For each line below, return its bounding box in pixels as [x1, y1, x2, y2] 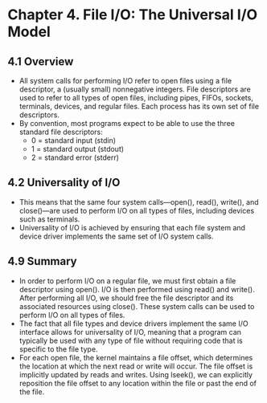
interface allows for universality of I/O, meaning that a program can [18, 327, 242, 336]
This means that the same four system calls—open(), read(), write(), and [18, 197, 259, 206]
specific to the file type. [18, 344, 98, 354]
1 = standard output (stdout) [31, 145, 125, 153]
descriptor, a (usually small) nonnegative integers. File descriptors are [18, 84, 251, 94]
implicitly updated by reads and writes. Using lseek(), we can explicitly [18, 369, 253, 379]
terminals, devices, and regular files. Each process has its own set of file [18, 102, 259, 111]
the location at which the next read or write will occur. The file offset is [18, 361, 253, 371]
